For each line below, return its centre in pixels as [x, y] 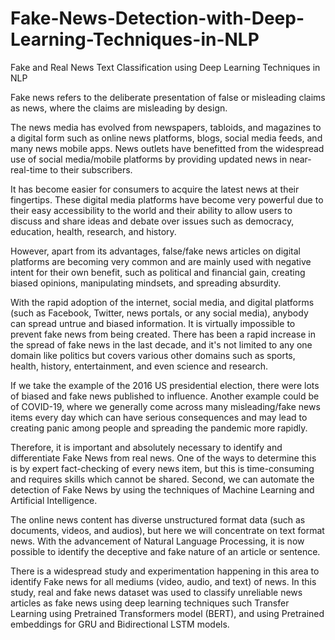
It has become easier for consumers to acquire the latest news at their [155, 189]
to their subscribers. [91, 169]
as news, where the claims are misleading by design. [119, 108]
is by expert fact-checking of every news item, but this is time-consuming [162, 468]
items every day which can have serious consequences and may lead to [159, 417]
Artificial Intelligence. [54, 500]
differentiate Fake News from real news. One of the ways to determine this [163, 458]
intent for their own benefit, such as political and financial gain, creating [158, 272]
